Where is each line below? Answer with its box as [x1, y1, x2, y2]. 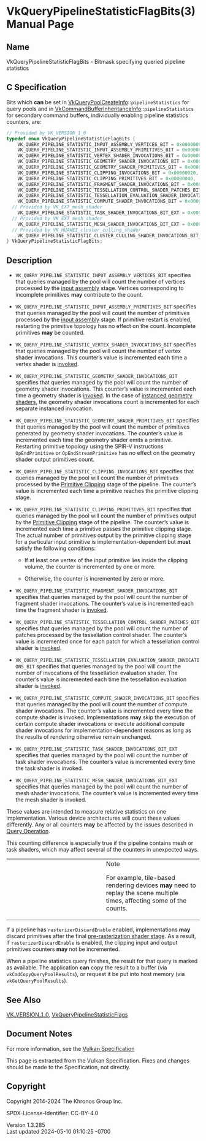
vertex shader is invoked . [15, 361, 79, 368]
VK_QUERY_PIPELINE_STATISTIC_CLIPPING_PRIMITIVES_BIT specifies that [15, 506, 191, 513]
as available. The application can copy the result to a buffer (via [6, 964, 167, 971]
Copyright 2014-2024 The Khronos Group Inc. [6, 1097, 123, 1105]
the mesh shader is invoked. [15, 796, 87, 804]
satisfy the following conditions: [15, 544, 96, 552]
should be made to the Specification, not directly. [6, 1063, 131, 1070]
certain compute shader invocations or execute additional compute [15, 720, 185, 728]
